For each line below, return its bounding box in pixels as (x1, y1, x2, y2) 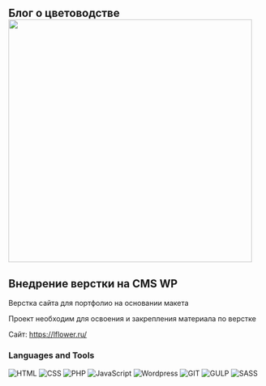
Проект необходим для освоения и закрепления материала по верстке (8, 314, 257, 324)
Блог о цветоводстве (8, 6, 120, 20)
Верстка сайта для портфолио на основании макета (8, 299, 189, 308)
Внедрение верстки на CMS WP (8, 277, 178, 291)
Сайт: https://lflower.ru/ (8, 329, 88, 339)
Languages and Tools (8, 350, 95, 361)
